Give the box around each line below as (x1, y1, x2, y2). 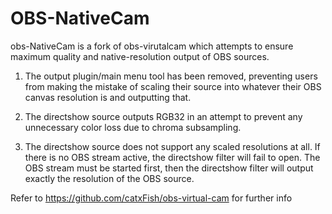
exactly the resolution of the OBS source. (24, 172, 195, 184)
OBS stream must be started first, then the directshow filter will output (24, 162, 314, 174)
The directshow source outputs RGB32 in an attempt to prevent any (24, 110, 303, 122)
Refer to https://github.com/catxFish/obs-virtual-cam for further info (10, 192, 293, 204)
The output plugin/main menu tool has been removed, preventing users (24, 70, 318, 82)
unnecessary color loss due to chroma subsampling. (24, 121, 242, 133)
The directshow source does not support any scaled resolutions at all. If (24, 140, 321, 152)
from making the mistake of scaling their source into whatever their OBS (24, 80, 322, 92)
